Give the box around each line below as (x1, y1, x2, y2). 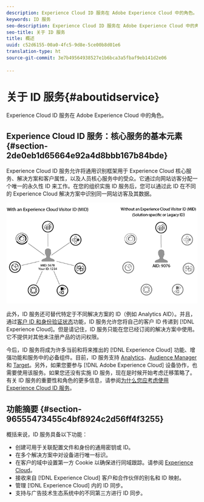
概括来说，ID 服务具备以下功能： (6, 431, 88, 438)
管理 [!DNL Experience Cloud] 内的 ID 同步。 (15, 482, 126, 489)
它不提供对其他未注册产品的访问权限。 (6, 333, 102, 341)
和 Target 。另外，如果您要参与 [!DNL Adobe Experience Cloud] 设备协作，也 (6, 361, 198, 369)
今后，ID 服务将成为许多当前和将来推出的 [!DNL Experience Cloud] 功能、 (6, 346, 190, 353)
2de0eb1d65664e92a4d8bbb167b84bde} (6, 150, 168, 161)
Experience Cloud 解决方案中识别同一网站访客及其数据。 (13, 190, 155, 197)
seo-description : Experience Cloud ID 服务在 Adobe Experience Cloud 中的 (6, 23, 195, 29)
